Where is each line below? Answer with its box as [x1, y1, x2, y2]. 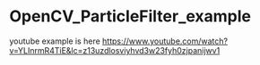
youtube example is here [9, 36, 100, 46]
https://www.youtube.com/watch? [101, 36, 229, 46]
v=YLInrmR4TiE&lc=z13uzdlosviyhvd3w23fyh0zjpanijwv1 [9, 45, 221, 55]
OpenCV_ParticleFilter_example [9, 6, 252, 27]
